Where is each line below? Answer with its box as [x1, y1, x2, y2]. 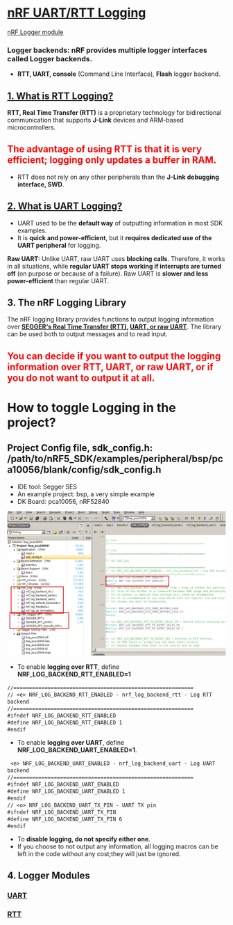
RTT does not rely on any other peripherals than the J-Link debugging [17, 173, 220, 181]
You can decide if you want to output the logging [7, 350, 221, 362]
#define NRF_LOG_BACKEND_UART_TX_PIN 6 [7, 816, 123, 823]
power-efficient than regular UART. [7, 276, 110, 285]
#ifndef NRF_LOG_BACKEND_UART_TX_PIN [7, 809, 116, 816]
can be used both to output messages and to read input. [7, 330, 168, 338]
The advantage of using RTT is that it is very [7, 143, 202, 155]
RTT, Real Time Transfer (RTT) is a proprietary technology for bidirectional [7, 109, 222, 117]
